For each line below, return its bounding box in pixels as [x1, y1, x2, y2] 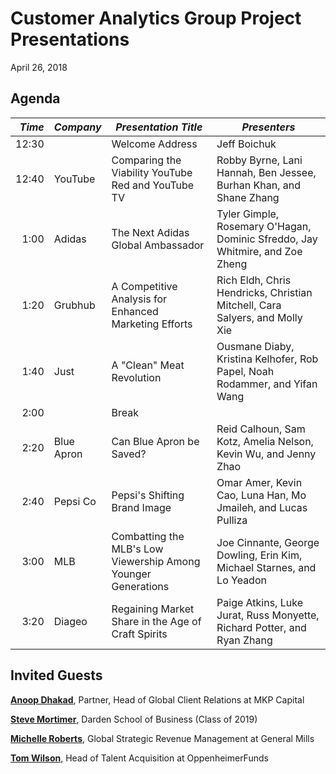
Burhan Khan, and [216, 178, 301, 192]
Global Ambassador [111, 238, 205, 252]
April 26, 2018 [10, 61, 68, 73]
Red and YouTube [111, 178, 195, 192]
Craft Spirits [111, 627, 168, 641]
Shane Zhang [216, 190, 280, 204]
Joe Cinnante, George [216, 535, 320, 549]
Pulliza [216, 513, 248, 527]
